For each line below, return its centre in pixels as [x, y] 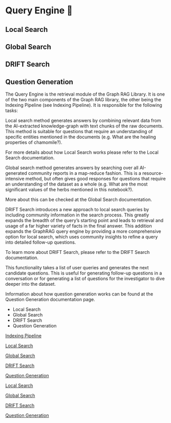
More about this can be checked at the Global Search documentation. [79, 199]
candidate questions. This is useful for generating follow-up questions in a [84, 273]
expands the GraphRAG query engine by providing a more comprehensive [83, 231]
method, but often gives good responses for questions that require [95, 179]
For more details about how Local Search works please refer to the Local [82, 152]
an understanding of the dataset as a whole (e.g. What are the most [77, 184]
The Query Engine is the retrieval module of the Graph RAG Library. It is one [85, 94]
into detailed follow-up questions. [41, 242]
